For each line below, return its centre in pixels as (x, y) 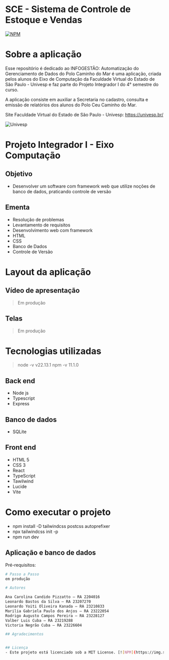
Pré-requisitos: (21, 565)
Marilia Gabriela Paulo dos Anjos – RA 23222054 (57, 611)
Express (21, 404)
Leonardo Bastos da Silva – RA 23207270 (48, 602)
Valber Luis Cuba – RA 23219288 (39, 620)
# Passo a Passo (22, 574)
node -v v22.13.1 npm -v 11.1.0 (48, 365)
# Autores (16, 588)
